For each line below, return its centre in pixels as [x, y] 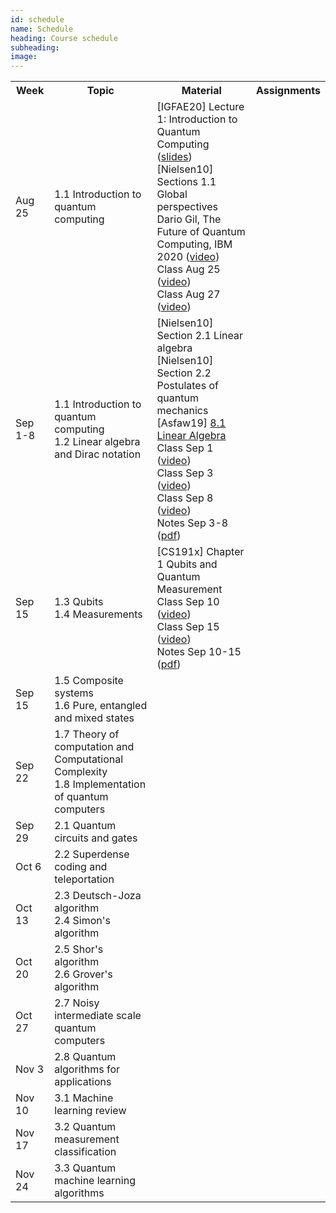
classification [85, 1152]
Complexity [81, 772]
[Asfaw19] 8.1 [191, 423]
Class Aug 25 [188, 269]
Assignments [288, 91]
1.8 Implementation [100, 784]
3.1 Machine [84, 1098]
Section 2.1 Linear [199, 336]
